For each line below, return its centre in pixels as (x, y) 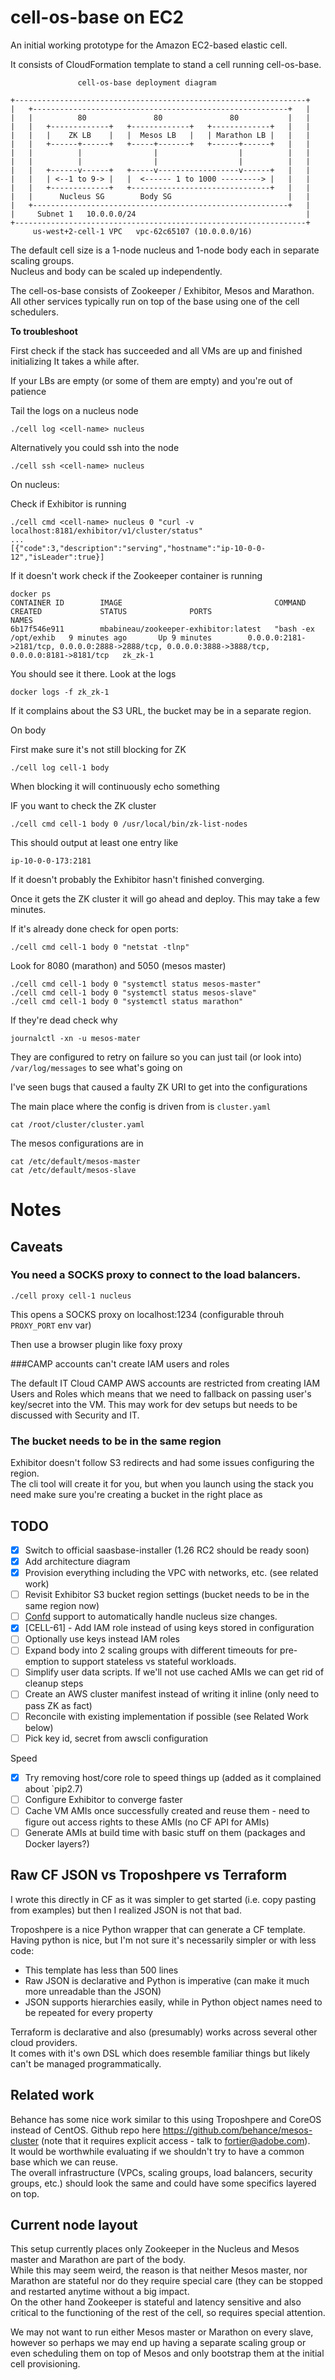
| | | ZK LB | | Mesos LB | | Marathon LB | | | (160, 135)
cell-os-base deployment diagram (147, 82)
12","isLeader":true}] (57, 557)
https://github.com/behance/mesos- (237, 2130)
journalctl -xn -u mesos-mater (75, 1038)
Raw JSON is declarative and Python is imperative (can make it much (167, 1980)
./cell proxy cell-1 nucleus (71, 1296)
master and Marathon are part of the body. (98, 2260)
